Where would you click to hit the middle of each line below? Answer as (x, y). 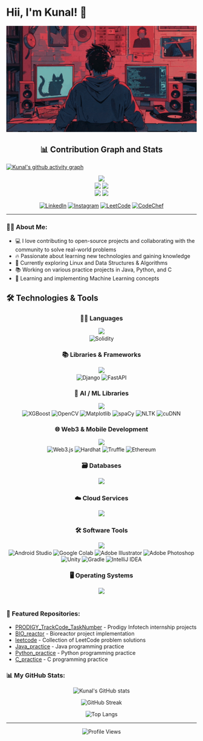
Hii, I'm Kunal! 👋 (47, 12)
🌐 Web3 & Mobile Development (101, 429)
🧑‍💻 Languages (101, 319)
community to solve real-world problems (66, 249)
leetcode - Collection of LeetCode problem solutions (80, 640)
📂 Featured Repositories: (43, 614)
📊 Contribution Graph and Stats (101, 150)
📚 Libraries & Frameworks (101, 355)
